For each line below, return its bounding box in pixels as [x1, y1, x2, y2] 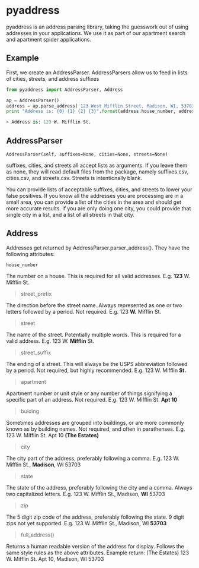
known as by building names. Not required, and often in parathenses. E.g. [6, 425, 185, 433]
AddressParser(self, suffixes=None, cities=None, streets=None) [6, 151, 168, 157]
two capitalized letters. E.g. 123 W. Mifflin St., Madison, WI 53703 [6, 490, 165, 497]
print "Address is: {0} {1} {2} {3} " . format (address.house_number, [6, 108, 176, 115]
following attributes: [6, 250, 55, 257]
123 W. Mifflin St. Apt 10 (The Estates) [6, 431, 99, 438]
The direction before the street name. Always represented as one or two [6, 301, 182, 309]
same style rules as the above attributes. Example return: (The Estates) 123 [6, 549, 190, 556]
